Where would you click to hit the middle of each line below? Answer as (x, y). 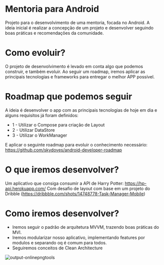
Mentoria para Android (52, 9)
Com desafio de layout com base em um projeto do (98, 188)
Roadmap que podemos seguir (69, 97)
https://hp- (136, 183)
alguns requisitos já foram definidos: (42, 115)
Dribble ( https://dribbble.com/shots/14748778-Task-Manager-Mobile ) (75, 193)
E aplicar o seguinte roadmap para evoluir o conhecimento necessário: (76, 145)
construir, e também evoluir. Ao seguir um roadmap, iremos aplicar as (75, 72)
